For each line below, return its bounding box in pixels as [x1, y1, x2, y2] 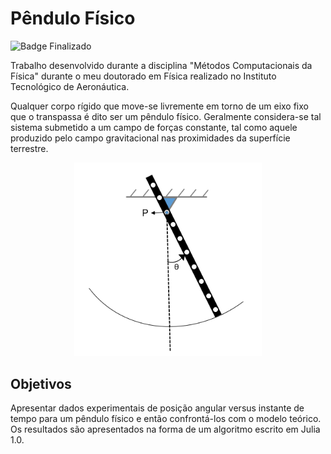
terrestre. [10, 142, 49, 154]
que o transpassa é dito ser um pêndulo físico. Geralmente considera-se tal [10, 110, 322, 122]
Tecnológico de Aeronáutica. [10, 80, 130, 92]
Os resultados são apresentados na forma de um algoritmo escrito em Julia [10, 423, 321, 436]
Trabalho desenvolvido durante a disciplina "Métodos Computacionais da [10, 59, 313, 71]
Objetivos [10, 375, 72, 392]
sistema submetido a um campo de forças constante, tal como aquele [10, 121, 298, 133]
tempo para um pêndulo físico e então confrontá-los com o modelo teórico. [10, 413, 322, 425]
